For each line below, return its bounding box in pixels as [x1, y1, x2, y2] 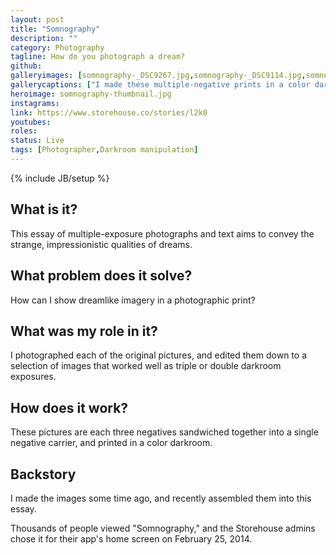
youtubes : [10, 117, 52, 127]
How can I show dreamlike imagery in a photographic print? [10, 294, 256, 306]
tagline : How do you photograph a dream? [10, 52, 186, 62]
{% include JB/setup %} [10, 172, 110, 184]
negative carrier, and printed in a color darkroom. [10, 437, 213, 449]
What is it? [10, 201, 78, 218]
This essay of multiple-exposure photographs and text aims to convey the [10, 227, 315, 240]
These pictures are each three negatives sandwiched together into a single [10, 426, 319, 438]
